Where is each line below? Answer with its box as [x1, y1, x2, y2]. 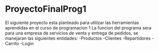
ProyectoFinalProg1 [5, 3, 87, 15]
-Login [20, 40, 34, 46]
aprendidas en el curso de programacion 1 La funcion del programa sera [5, 25, 152, 30]
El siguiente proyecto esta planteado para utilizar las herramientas [5, 20, 139, 25]
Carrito [5, 40, 20, 46]
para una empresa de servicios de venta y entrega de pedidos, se [5, 30, 139, 36]
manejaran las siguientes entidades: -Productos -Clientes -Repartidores [5, 35, 151, 41]
